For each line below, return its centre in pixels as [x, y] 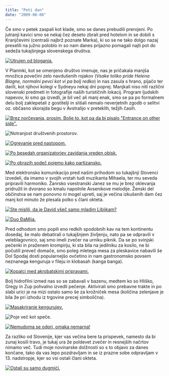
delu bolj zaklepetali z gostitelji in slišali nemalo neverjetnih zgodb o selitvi [82, 102]
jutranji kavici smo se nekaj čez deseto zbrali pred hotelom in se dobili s [80, 35]
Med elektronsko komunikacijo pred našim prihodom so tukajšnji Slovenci [82, 173]
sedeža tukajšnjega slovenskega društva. [48, 51]
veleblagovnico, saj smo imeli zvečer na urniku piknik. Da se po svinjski [80, 240]
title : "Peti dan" [25, 10]
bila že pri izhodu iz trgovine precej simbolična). [55, 297]
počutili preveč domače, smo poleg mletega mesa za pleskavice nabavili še [84, 250]
